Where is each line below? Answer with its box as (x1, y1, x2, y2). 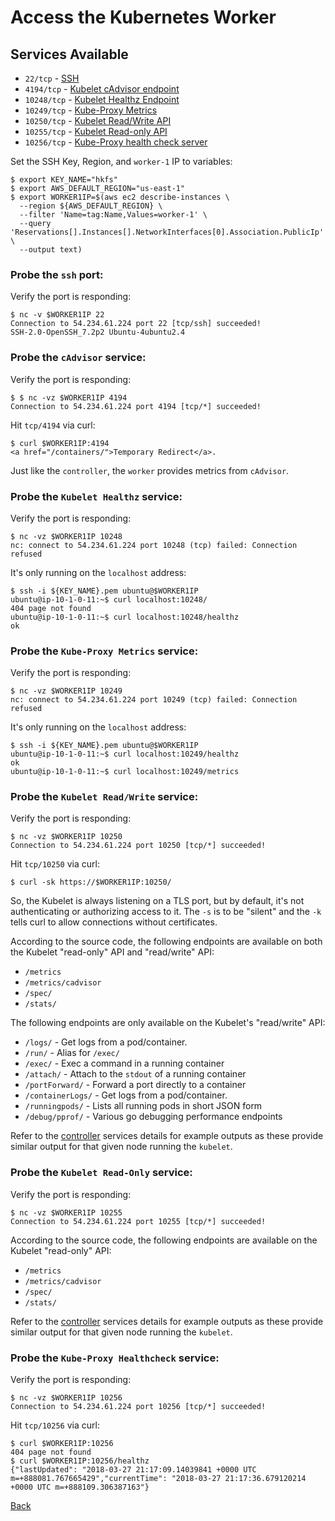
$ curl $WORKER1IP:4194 (10, 438, 110, 448)
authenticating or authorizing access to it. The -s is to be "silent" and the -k (10, 906, 322, 918)
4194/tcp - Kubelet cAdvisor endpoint (24, 83, 180, 95)
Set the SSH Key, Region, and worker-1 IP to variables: (10, 156, 233, 167)
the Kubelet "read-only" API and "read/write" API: (10, 946, 215, 958)
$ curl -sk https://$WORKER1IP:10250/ (10, 877, 172, 888)
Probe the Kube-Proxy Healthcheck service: (10, 1351, 220, 1365)
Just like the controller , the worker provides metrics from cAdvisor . (10, 464, 290, 476)
